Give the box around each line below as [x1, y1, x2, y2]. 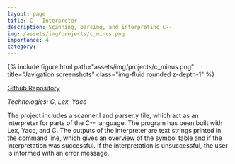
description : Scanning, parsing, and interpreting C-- [7, 23, 173, 30]
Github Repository [7, 84, 60, 92]
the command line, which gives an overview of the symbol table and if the [7, 134, 223, 142]
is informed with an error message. [7, 149, 110, 157]
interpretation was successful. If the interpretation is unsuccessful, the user [7, 141, 228, 149]
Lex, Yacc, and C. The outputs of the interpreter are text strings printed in [7, 127, 222, 134]
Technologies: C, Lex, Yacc [7, 98, 87, 106]
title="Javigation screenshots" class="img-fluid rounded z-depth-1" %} [7, 70, 215, 78]
